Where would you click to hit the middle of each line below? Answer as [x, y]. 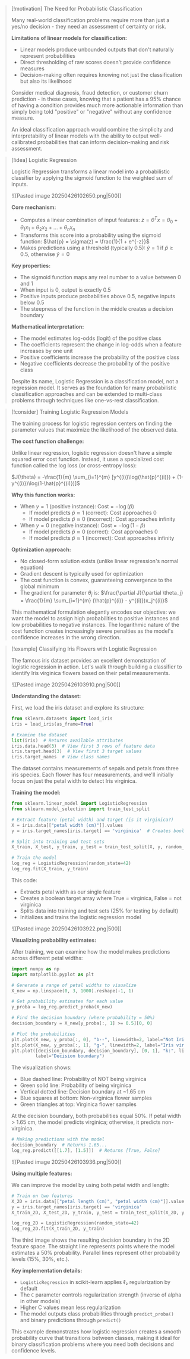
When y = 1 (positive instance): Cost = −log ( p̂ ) [77, 507]
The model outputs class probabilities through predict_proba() [97, 1314]
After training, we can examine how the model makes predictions [91, 951]
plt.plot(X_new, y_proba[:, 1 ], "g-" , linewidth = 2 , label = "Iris [92, 1045]
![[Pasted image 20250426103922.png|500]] [66, 929]
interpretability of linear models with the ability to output [80, 136]
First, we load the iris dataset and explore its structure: [78, 708]
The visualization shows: [41, 1067]
